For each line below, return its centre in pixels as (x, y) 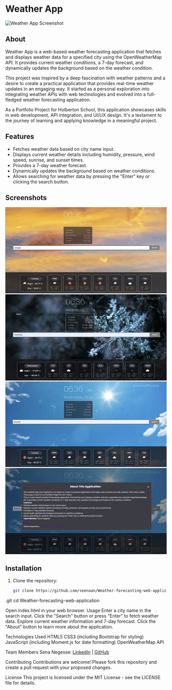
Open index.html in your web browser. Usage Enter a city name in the (78, 611)
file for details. (20, 683)
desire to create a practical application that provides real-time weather (80, 83)
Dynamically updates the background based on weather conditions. (84, 171)
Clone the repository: (35, 581)
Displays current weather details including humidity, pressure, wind (84, 154)
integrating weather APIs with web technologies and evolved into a (76, 94)
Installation (24, 568)
